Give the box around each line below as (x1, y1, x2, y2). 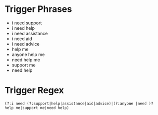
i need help (11, 25, 35, 31)
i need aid (11, 36, 33, 42)
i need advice (11, 41, 40, 47)
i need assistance (11, 30, 48, 36)
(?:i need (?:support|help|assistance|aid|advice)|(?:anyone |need (4, 101, 147, 106)
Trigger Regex (4, 85, 64, 96)
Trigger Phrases (4, 3, 72, 15)
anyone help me (11, 51, 45, 57)
